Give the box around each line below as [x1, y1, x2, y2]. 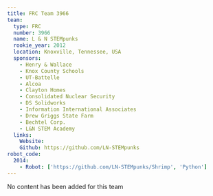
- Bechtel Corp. [19, 118, 67, 126]
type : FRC [13, 23, 41, 30]
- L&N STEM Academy [19, 125, 76, 132]
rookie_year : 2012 [13, 42, 67, 49]
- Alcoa [19, 80, 41, 87]
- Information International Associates [19, 106, 137, 113]
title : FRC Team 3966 [7, 10, 69, 17]
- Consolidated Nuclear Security [19, 94, 115, 100]
